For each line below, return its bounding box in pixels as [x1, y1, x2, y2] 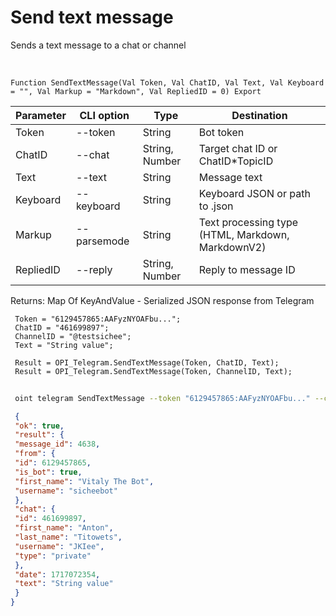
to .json [198, 199, 234, 213]
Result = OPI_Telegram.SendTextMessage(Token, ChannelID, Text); [14, 366, 293, 376]
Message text [198, 170, 263, 184]
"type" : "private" [14, 551, 92, 561]
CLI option [79, 108, 130, 122]
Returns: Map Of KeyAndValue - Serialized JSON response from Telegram [10, 294, 315, 306]
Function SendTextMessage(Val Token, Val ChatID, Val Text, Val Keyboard [10, 77, 325, 88]
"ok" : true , [14, 421, 65, 431]
